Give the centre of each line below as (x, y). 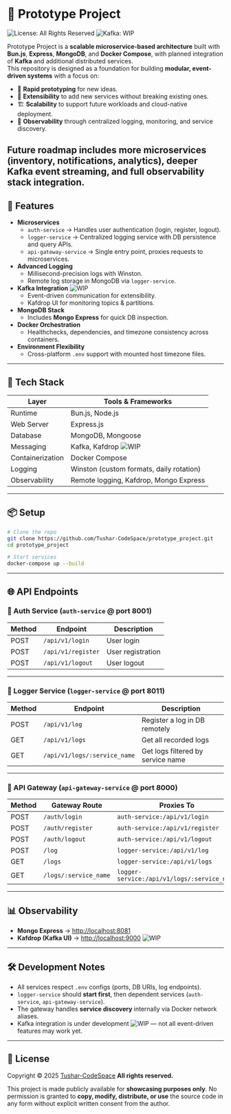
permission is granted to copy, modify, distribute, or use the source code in (115, 1096)
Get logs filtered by (173, 751)
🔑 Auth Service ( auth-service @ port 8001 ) (80, 611)
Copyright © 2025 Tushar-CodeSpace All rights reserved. (90, 1075)
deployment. (35, 114)
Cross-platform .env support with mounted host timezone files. (117, 354)
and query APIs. (50, 244)
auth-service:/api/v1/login (163, 817)
